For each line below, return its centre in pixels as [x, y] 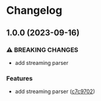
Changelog [34, 11]
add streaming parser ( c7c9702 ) [55, 91]
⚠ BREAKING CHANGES [42, 50]
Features [20, 78]
